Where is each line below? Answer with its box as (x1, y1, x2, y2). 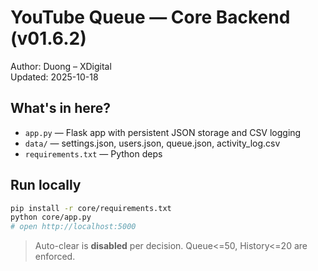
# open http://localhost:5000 (10, 222, 137, 232)
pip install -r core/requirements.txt (10, 203, 172, 213)
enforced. (34, 251, 76, 263)
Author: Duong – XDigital (10, 60, 112, 72)
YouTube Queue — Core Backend (10, 6, 291, 29)
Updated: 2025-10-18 (10, 71, 99, 83)
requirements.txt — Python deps (24, 147, 163, 160)
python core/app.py (10, 212, 92, 223)
